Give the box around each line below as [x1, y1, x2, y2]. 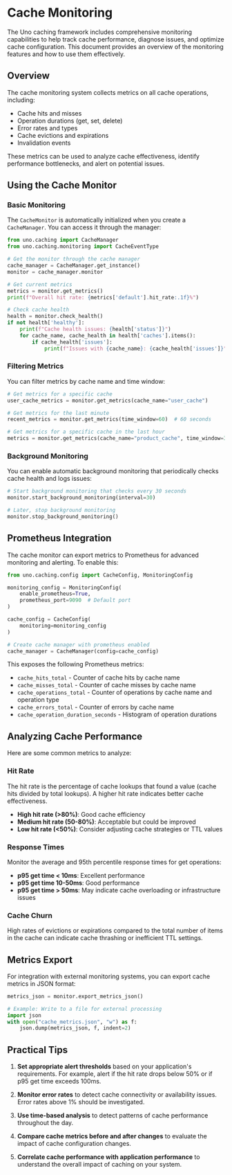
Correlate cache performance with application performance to [17, 1153, 200, 1161]
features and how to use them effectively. [7, 50, 126, 58]
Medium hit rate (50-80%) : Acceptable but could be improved [17, 818, 197, 826]
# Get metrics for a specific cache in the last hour [7, 428, 166, 436]
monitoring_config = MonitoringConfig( [7, 584, 122, 591]
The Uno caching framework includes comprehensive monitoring [7, 28, 192, 36]
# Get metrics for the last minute [7, 409, 110, 416]
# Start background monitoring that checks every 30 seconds [7, 488, 187, 495]
